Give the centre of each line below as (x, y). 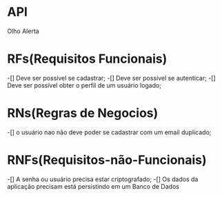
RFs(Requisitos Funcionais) (87, 59)
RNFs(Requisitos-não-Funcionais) (107, 160)
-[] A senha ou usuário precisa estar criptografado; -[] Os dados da (103, 179)
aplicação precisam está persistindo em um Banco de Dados (93, 186)
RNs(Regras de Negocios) (83, 113)
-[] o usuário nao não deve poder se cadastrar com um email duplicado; (109, 132)
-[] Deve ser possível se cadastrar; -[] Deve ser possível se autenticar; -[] (111, 78)
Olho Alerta (23, 31)
